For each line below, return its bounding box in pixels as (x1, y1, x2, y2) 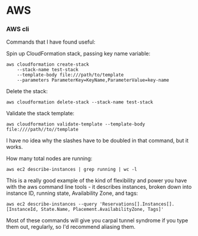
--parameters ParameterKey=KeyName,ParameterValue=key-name (17, 77, 169, 84)
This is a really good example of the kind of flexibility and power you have (6, 177, 187, 184)
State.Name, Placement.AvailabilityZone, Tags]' (41, 207, 164, 213)
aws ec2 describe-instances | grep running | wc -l (6, 167, 137, 173)
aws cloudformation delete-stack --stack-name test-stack (6, 99, 153, 105)
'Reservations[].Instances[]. (99, 201, 175, 207)
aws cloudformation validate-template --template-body (6, 121, 146, 127)
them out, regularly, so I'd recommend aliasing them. (6, 223, 136, 231)
